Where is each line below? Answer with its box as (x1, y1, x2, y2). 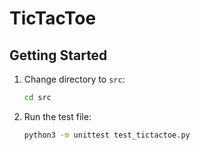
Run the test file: (23, 110, 92, 122)
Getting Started (9, 47, 108, 64)
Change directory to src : (23, 73, 126, 85)
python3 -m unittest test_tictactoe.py (23, 130, 191, 140)
